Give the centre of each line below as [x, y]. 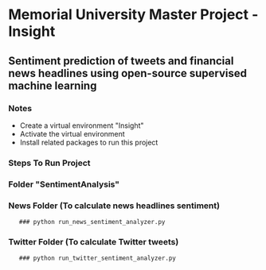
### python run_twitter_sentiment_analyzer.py [98, 258]
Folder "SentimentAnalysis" [64, 184]
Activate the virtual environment [72, 133]
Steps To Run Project [49, 163]
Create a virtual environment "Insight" [82, 125]
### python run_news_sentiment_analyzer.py [92, 222]
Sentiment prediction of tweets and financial [121, 61]
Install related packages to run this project [89, 142]
